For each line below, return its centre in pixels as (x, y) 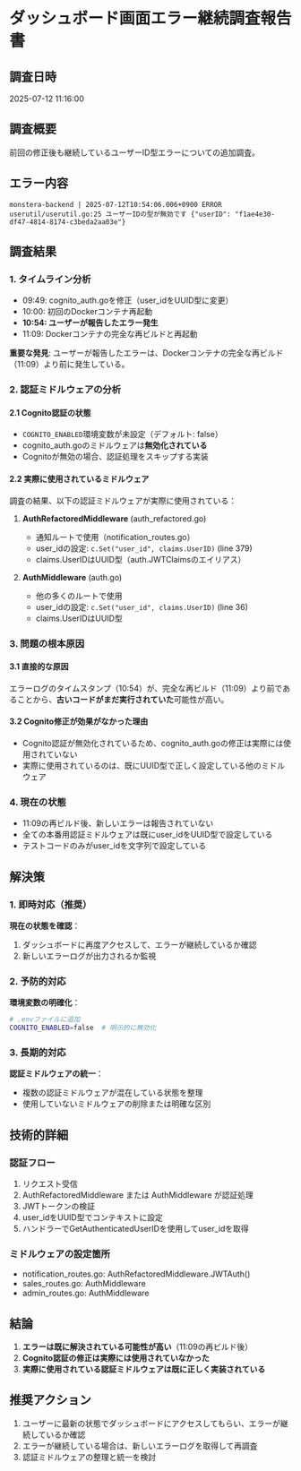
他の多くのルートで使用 (79, 596)
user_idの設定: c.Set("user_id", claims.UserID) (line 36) (142, 606)
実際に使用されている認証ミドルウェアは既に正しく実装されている (144, 1369)
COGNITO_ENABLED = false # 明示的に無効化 (83, 1028)
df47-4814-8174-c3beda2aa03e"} (68, 222)
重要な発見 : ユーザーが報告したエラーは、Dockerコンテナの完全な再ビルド (146, 353)
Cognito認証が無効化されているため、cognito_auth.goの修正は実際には (153, 743)
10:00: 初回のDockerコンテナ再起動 (87, 312)
